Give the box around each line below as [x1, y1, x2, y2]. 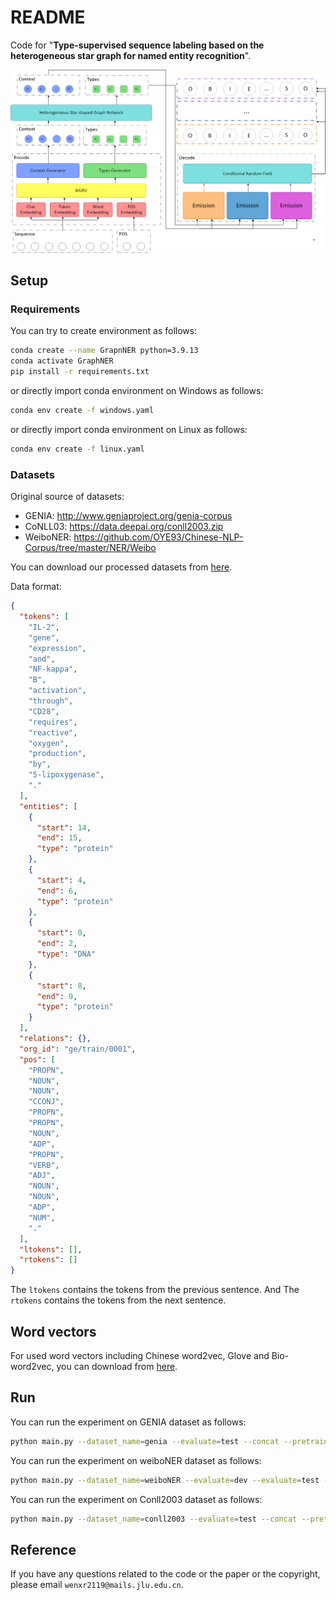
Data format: [10, 581, 62, 593]
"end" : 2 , [36, 939, 78, 949]
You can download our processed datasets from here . [10, 561, 233, 573]
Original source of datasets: [10, 491, 125, 503]
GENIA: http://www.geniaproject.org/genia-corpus [24, 510, 233, 522]
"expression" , [28, 643, 87, 653]
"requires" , [28, 717, 78, 727]
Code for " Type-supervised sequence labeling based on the [10, 39, 265, 51]
